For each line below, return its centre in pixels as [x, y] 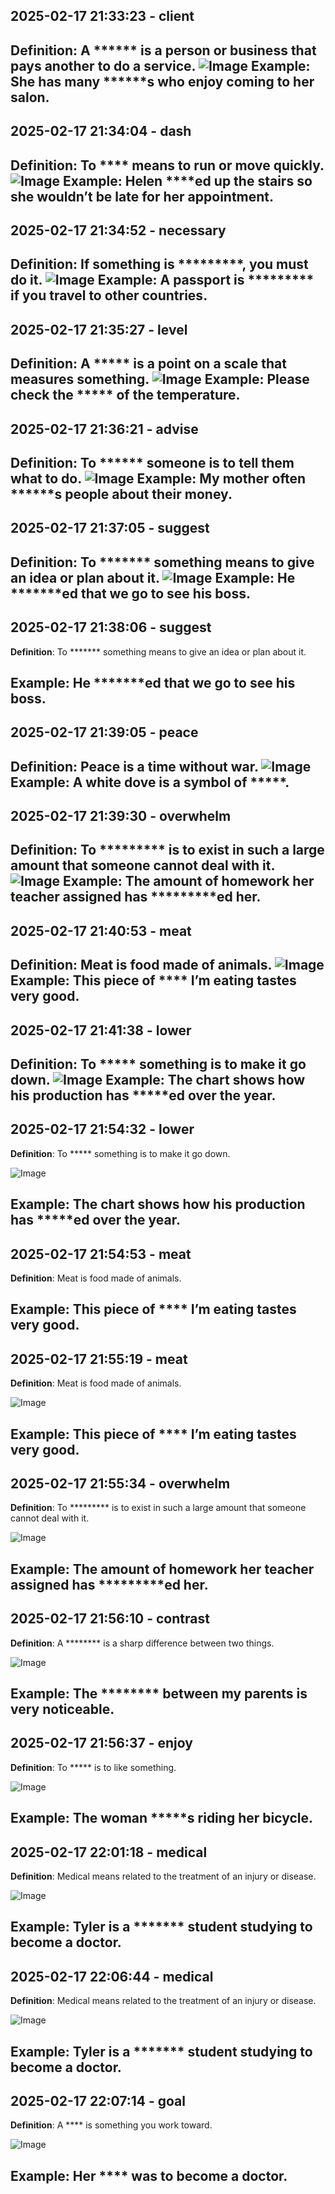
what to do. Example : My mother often [158, 478]
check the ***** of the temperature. [125, 395]
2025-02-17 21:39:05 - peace [104, 732]
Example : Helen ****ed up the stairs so [188, 180]
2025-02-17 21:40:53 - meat [101, 930]
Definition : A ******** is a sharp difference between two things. [142, 1643]
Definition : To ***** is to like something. [93, 1767]
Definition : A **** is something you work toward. [111, 2125]
